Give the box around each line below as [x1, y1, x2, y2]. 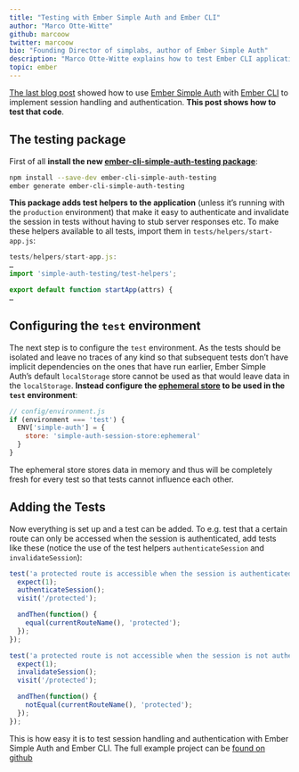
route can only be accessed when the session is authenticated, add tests [9, 533, 277, 544]
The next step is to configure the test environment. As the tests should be [9, 342, 281, 353]
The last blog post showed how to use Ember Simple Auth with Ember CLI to [9, 87, 289, 98]
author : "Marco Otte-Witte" [9, 21, 114, 30]
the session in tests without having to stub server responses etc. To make [9, 216, 279, 228]
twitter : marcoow [9, 37, 74, 47]
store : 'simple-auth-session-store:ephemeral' [25, 432, 201, 441]
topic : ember [9, 63, 58, 72]
